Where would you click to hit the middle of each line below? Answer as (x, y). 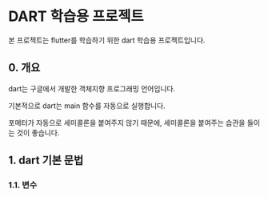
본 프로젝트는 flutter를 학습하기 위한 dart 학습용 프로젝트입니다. (107, 40)
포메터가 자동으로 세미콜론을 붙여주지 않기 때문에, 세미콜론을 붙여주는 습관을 (127, 123)
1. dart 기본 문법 (46, 161)
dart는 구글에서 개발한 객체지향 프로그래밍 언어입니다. (92, 88)
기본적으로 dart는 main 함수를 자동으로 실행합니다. (87, 106)
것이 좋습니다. (38, 132)
